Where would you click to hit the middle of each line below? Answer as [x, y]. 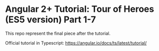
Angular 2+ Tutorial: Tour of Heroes [80, 9]
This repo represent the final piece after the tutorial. [58, 33]
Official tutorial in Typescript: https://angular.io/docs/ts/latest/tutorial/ [76, 43]
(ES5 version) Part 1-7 [51, 20]
